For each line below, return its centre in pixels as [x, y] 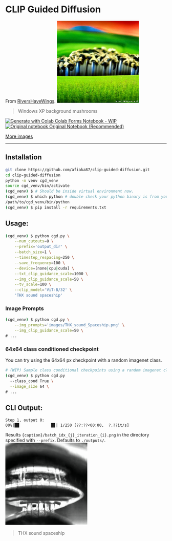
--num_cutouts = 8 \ [34, 241]
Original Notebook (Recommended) [87, 126]
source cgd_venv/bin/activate [38, 186]
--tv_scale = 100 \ [33, 285]
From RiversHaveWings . [30, 101]
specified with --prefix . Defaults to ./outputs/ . [56, 440]
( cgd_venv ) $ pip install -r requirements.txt [56, 207]
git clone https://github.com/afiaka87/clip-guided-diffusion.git [78, 170]
